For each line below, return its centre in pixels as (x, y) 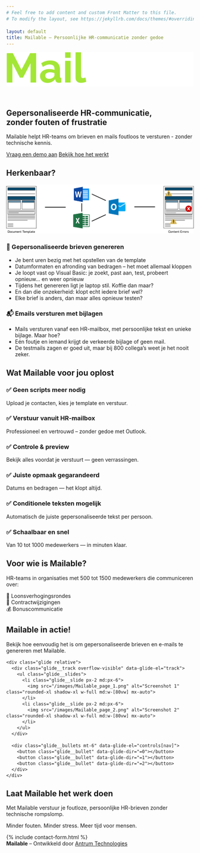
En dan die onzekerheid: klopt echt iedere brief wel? (79, 291)
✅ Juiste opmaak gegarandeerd (53, 475)
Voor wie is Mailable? (46, 564)
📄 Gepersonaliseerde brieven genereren (65, 247)
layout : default (26, 32)
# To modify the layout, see (42, 19)
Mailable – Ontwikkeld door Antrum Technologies (67, 843)
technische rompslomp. (35, 814)
